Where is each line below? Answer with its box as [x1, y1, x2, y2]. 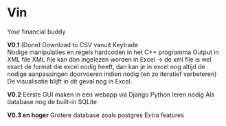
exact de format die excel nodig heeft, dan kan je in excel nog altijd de [7, 62, 205, 71]
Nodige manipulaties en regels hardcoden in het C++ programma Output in [7, 48, 219, 56]
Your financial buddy [7, 27, 66, 36]
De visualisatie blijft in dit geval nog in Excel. [7, 77, 133, 85]
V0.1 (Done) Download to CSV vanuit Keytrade [7, 40, 139, 49]
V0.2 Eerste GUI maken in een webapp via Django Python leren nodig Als [7, 90, 215, 99]
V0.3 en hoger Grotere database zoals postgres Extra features [7, 111, 184, 119]
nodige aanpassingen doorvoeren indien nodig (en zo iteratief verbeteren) [7, 70, 217, 78]
